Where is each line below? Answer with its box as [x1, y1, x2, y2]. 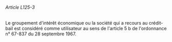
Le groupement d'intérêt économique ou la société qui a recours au [5, 20, 148, 26]
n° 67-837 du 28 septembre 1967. [5, 31, 77, 37]
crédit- [148, 20, 163, 26]
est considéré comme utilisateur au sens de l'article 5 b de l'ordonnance [14, 26, 167, 32]
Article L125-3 [5, 4, 35, 10]
